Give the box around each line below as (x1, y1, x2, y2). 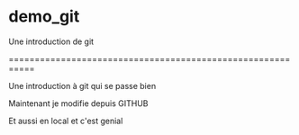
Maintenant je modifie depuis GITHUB (8, 97, 149, 109)
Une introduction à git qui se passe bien (8, 80, 157, 91)
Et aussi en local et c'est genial (8, 115, 123, 126)
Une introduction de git (8, 36, 95, 47)
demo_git (8, 6, 80, 27)
